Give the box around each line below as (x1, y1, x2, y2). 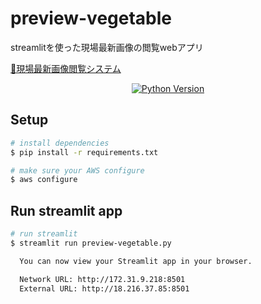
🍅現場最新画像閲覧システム (10, 62, 122, 74)
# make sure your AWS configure (10, 165, 145, 176)
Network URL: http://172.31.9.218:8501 (19, 274, 186, 284)
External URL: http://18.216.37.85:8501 (19, 283, 190, 294)
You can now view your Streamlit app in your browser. (19, 256, 253, 266)
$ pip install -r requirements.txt (10, 147, 159, 157)
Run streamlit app (10, 202, 123, 219)
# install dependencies (10, 138, 110, 148)
